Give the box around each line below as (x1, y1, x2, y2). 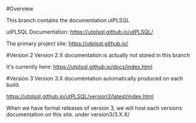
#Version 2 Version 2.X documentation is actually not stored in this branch (6, 52, 191, 59)
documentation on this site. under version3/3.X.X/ (6, 111, 130, 118)
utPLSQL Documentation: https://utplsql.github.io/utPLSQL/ (6, 28, 153, 35)
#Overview (6, 5, 34, 12)
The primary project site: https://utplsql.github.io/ (6, 40, 128, 47)
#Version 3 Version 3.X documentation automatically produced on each (6, 75, 183, 82)
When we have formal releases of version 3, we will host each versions (6, 104, 182, 112)
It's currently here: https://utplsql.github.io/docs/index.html (6, 63, 153, 70)
